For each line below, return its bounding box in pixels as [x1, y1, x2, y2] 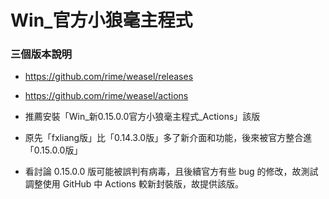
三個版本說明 [10, 47, 73, 61]
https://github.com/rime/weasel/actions [24, 90, 189, 102]
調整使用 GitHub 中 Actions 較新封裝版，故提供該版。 [24, 178, 244, 190]
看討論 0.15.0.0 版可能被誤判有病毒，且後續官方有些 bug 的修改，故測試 [24, 166, 319, 178]
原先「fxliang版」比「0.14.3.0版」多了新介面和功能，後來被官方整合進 [24, 132, 313, 144]
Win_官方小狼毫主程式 [10, 9, 193, 32]
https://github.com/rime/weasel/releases [24, 71, 194, 83]
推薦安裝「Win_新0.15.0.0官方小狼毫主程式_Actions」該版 [24, 111, 261, 123]
